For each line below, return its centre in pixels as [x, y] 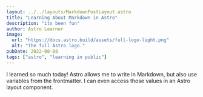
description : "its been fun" [43, 23]
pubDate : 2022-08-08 [32, 52]
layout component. [30, 87]
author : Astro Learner [35, 29]
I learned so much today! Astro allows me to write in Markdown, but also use [102, 74]
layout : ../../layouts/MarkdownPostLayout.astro [69, 12]
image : [15, 35]
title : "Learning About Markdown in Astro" [62, 18]
